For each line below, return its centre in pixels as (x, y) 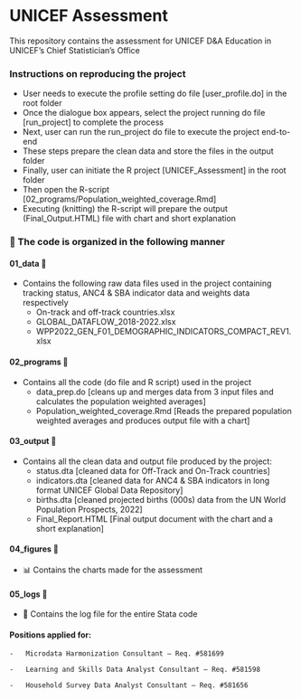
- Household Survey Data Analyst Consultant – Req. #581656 (129, 685)
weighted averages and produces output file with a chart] (143, 420)
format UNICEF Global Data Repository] (109, 490)
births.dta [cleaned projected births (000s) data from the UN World (161, 499)
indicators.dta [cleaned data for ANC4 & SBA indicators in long (153, 480)
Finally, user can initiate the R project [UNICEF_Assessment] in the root (154, 170)
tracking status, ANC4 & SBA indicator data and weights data (136, 293)
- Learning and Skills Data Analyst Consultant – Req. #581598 (135, 670)
